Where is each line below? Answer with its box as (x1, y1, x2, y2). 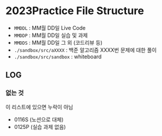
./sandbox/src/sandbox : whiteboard (14, 53, 102, 60)
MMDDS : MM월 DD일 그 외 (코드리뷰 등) (14, 39, 103, 46)
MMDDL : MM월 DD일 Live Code (14, 24, 86, 31)
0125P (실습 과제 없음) (14, 123, 66, 130)
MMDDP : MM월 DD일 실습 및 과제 (14, 31, 88, 39)
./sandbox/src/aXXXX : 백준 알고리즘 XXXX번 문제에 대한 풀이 (14, 46, 157, 54)
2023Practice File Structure (5, 4, 144, 18)
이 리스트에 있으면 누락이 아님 (5, 103, 74, 110)
